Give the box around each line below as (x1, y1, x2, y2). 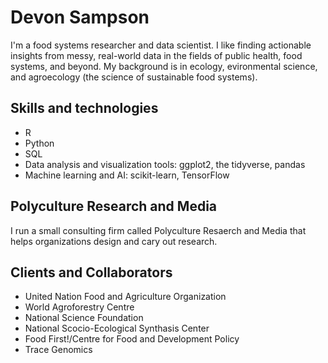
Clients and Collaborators (10, 264, 173, 281)
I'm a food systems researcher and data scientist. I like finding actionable (10, 39, 312, 51)
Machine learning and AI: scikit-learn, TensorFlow (24, 169, 230, 181)
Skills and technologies (10, 100, 159, 117)
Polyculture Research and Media (10, 198, 218, 215)
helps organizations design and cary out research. (10, 235, 218, 247)
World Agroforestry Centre (24, 301, 135, 313)
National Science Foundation (24, 312, 144, 324)
